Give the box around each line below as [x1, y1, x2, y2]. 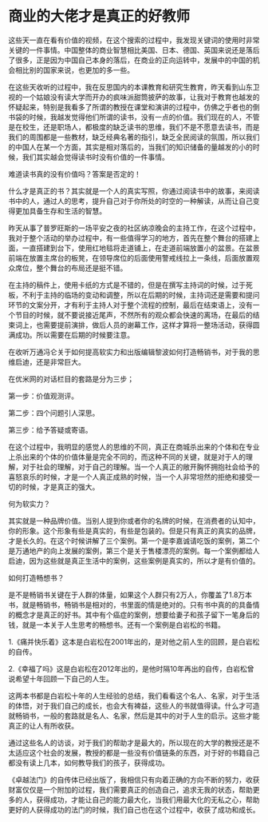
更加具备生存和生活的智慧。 [14, 205, 106, 216]
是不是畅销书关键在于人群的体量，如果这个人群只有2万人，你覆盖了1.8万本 [8, 589, 253, 600]
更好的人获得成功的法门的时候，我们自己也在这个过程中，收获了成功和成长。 [8, 804, 260, 814]
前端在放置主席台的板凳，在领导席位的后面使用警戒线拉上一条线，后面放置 [8, 253, 253, 262]
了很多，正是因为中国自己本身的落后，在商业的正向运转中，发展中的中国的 [8, 55, 253, 65]
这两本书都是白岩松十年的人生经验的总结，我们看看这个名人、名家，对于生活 [8, 691, 260, 700]
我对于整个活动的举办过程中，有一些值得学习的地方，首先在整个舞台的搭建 [8, 233, 253, 242]
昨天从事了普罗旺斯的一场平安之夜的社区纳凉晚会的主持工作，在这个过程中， [8, 223, 260, 233]
